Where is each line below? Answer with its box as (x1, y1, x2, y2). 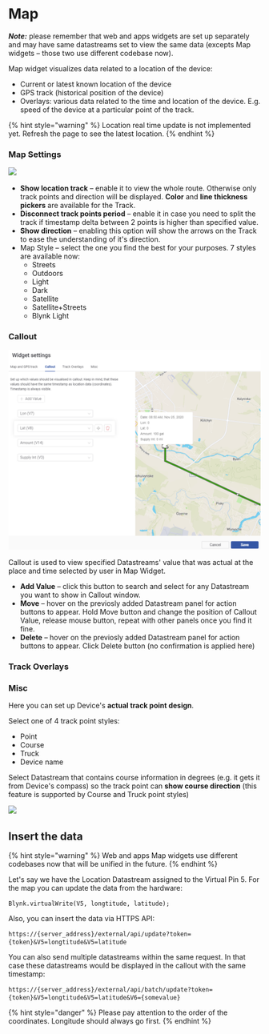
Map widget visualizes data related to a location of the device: (8, 63, 214, 73)
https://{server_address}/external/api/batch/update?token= (8, 986, 214, 994)
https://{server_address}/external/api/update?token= (8, 930, 192, 939)
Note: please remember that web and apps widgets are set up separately (8, 31, 250, 41)
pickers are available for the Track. (19, 201, 136, 210)
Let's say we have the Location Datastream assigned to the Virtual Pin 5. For (8, 875, 260, 884)
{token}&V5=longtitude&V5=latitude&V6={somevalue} (8, 994, 181, 1002)
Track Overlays (8, 661, 70, 672)
